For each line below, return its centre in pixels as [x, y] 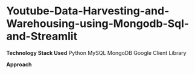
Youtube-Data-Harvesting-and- [88, 11]
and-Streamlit [42, 36]
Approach [19, 64]
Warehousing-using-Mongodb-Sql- [98, 24]
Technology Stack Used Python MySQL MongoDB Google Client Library [96, 53]
